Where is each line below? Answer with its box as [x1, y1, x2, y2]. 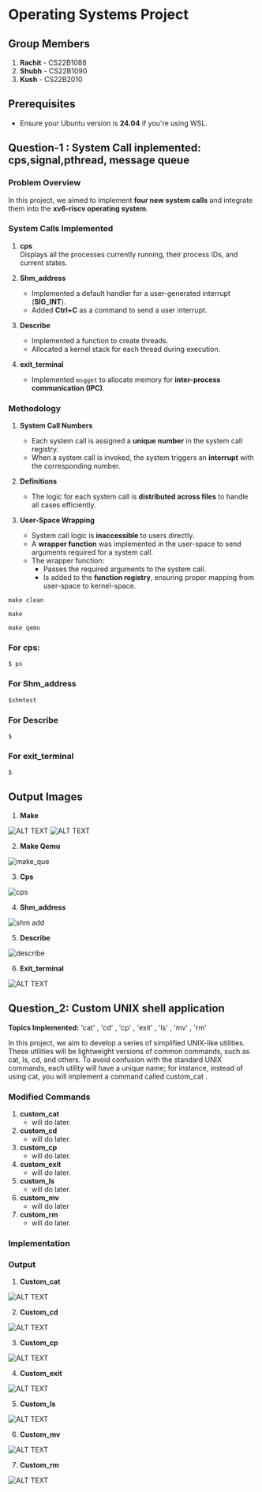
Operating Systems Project [8, 6, 189, 24]
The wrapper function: [31, 556, 105, 566]
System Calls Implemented [8, 223, 114, 234]
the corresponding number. [31, 462, 121, 471]
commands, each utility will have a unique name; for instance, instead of [8, 1063, 243, 1072]
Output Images [8, 790, 83, 803]
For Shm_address [8, 679, 77, 690]
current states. [19, 258, 68, 267]
